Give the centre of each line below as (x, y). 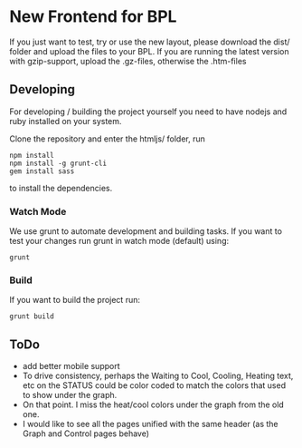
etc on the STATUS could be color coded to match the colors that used (154, 385)
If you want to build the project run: (75, 300)
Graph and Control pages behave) (86, 433)
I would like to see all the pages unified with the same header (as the (150, 424)
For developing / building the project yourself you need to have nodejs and (148, 112)
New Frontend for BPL (93, 17)
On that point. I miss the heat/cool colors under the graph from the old (153, 404)
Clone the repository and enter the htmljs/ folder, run (108, 139)
